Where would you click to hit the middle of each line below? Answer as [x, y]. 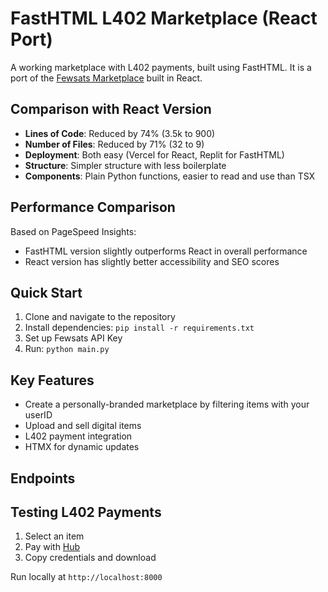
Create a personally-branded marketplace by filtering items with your [167, 404]
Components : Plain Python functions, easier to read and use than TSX [170, 176]
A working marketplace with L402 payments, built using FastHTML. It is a [161, 67]
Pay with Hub [52, 547]
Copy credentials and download [90, 558]
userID [38, 415]
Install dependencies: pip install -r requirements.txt [139, 328]
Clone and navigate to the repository [100, 317]
